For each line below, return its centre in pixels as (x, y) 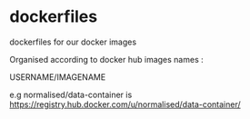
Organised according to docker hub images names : (107, 59)
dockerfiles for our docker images (73, 42)
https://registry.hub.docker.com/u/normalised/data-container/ (125, 104)
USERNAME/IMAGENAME (58, 77)
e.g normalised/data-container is (71, 94)
